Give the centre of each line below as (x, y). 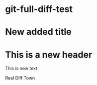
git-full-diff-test (39, 9)
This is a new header (49, 54)
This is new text (21, 69)
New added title (39, 32)
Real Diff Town (20, 78)
